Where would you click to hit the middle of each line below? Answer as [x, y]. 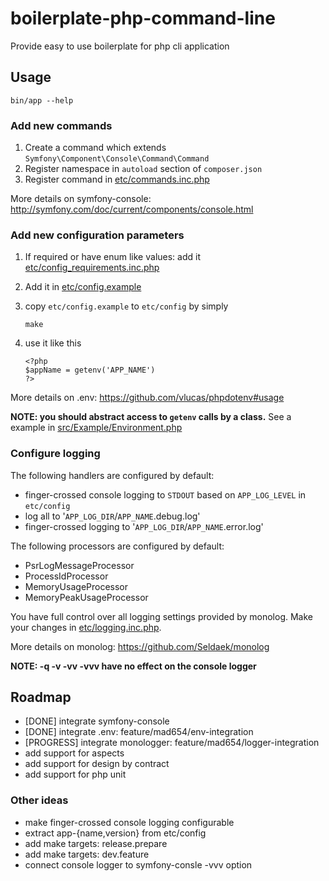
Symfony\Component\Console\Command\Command [117, 159]
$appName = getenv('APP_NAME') [90, 370]
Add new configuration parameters [97, 235]
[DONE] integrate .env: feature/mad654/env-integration [139, 732]
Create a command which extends [95, 148]
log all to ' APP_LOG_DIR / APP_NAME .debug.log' [112, 516]
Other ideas [39, 800]
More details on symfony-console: [81, 199]
